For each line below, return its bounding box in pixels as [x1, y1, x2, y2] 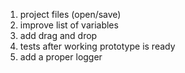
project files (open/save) [19, 9, 122, 20]
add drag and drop [19, 30, 98, 41]
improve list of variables [19, 19, 119, 31]
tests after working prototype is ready [19, 40, 176, 52]
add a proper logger [19, 51, 103, 63]
